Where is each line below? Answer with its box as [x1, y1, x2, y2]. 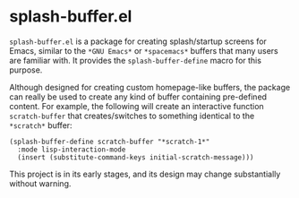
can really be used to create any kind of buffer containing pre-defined [9, 91, 267, 102]
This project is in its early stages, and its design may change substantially [9, 168, 281, 179]
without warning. [9, 177, 72, 189]
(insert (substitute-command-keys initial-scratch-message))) [17, 152, 254, 162]
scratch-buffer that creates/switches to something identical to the [9, 110, 255, 121]
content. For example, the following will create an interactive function [9, 100, 264, 111]
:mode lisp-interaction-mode [17, 145, 126, 154]
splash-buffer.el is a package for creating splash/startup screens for [9, 36, 267, 47]
